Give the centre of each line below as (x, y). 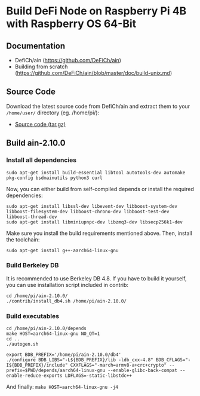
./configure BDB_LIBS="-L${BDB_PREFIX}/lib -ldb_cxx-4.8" (80, 360)
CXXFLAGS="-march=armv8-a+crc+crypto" (119, 365)
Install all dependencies (41, 160)
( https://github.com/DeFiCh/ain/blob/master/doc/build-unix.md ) (93, 73)
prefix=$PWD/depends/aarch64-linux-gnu (56, 371)
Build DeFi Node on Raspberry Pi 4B (96, 11)
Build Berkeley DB (33, 265)
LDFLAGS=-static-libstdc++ (99, 376)
